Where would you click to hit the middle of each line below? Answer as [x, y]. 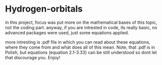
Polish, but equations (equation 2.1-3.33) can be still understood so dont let [81, 52]
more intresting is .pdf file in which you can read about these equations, [78, 42]
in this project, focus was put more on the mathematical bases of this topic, [81, 22]
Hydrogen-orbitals [44, 9]
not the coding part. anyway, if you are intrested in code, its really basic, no [81, 27]
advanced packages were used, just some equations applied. [67, 32]
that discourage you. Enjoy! [33, 57]
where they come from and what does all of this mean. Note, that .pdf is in [80, 47]
